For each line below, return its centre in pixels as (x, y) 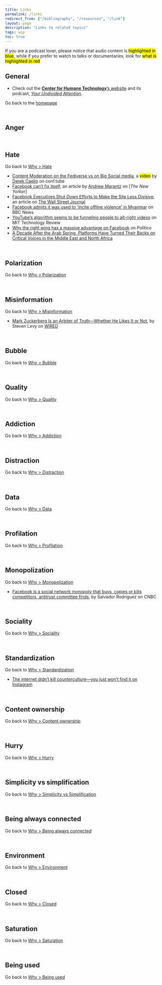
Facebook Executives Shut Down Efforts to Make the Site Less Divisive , (83, 197)
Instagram (22, 685)
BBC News (23, 212)
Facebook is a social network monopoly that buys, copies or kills (77, 591)
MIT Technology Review (36, 223)
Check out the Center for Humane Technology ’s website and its (76, 88)
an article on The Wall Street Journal (49, 202)
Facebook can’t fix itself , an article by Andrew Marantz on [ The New (80, 187)
